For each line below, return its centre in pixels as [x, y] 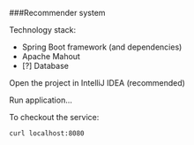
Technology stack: [43, 30]
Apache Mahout [51, 56]
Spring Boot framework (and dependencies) [102, 47]
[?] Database [45, 66]
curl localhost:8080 [47, 134]
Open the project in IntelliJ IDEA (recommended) [97, 83]
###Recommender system [57, 13]
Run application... [41, 100]
